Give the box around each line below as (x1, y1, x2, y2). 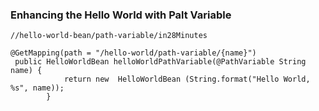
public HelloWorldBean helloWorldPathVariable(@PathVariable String (14, 57, 307, 67)
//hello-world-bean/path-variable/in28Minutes (10, 31, 208, 41)
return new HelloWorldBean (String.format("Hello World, (63, 74, 311, 85)
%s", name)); (10, 83, 65, 93)
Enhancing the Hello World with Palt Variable (10, 8, 232, 22)
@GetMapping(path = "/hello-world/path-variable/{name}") (10, 48, 257, 58)
